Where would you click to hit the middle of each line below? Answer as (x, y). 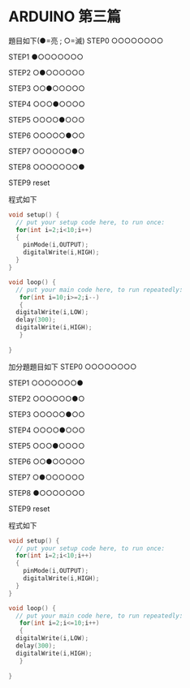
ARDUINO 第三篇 (65, 17)
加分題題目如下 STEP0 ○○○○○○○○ (73, 367)
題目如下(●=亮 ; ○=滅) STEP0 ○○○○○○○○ (86, 41)
